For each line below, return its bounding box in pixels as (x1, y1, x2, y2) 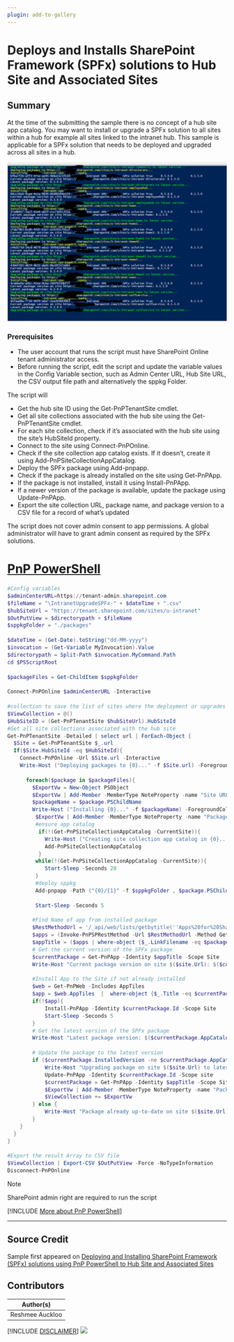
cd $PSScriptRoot (7, 659, 58, 666)
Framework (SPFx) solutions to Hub (7, 57, 217, 73)
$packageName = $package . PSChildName (32, 798, 141, 806)
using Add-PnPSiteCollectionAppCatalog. (17, 456, 137, 465)
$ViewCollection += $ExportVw (44, 1093, 132, 1100)
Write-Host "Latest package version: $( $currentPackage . (32, 1035, 201, 1042)
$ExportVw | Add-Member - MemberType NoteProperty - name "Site (32, 792, 217, 798)
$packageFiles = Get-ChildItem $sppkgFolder (7, 673, 139, 680)
